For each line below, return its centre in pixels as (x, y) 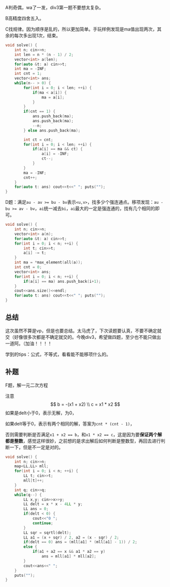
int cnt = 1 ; (28, 74)
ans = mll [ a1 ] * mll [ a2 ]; (69, 556)
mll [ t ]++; (34, 481)
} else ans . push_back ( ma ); (52, 130)
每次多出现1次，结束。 (37, 35)
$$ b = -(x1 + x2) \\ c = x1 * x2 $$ (85, 404)
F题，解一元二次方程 (27, 385)
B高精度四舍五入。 (25, 18)
